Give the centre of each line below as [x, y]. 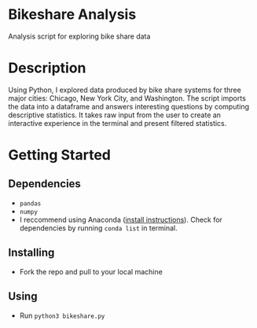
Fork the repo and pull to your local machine [91, 271]
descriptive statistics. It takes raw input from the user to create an [115, 115]
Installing [31, 253]
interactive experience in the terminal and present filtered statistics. [117, 123]
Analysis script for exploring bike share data [79, 36]
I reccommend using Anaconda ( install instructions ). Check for [121, 219]
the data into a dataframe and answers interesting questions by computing [129, 106]
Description [47, 68]
